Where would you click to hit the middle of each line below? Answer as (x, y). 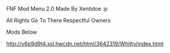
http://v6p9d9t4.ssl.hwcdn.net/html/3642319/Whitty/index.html (85, 44)
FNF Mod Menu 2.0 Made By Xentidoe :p (57, 9)
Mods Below (22, 32)
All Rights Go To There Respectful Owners (58, 20)
